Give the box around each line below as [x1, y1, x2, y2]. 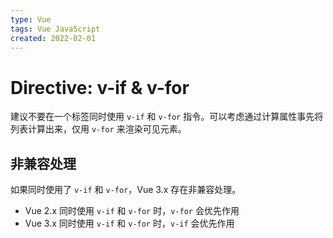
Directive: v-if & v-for [10, 76, 190, 99]
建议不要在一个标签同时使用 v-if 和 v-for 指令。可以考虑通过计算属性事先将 [10, 111, 324, 123]
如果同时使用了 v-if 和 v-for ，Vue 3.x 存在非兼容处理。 [10, 184, 242, 196]
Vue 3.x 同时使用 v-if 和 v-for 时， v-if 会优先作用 [24, 217, 235, 230]
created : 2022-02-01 [10, 33, 97, 43]
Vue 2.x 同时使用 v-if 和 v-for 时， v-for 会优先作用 [24, 205, 240, 217]
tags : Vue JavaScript [10, 24, 101, 34]
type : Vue [10, 14, 52, 25]
